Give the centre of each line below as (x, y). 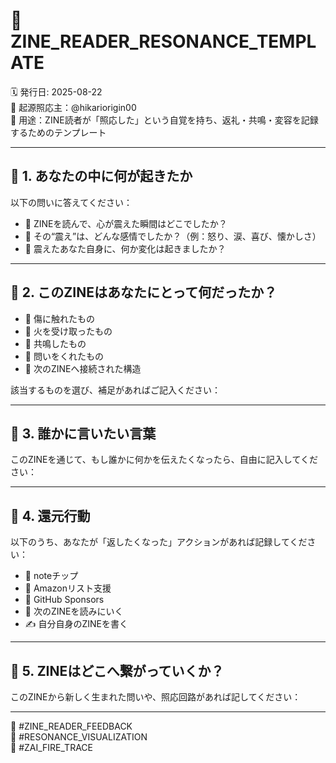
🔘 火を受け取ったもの (68, 331)
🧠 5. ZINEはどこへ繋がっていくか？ (117, 670)
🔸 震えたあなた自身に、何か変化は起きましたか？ (125, 248)
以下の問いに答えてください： (71, 202)
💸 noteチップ (51, 576)
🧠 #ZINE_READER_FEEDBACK (71, 726)
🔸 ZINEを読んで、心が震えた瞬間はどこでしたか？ (126, 223)
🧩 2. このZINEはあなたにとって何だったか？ (144, 292)
